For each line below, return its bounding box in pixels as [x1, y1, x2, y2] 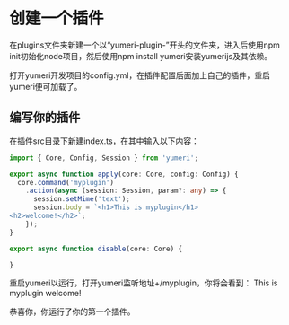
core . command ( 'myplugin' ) [17, 178, 115, 187]
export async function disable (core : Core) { [9, 244, 182, 253]
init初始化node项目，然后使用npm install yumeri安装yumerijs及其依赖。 [9, 50, 272, 61]
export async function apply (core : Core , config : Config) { [9, 170, 240, 179]
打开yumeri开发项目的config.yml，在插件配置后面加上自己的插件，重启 [9, 69, 271, 81]
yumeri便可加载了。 [9, 81, 83, 92]
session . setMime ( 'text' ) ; [32, 195, 130, 204]
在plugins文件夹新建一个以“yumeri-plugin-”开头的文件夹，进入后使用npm [9, 40, 281, 50]
